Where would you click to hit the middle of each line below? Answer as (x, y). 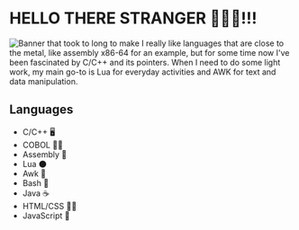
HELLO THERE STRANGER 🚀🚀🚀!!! (133, 18)
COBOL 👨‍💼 (42, 145)
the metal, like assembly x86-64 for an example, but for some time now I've (149, 52)
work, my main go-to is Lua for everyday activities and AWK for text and (143, 72)
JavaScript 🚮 (46, 216)
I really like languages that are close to (213, 43)
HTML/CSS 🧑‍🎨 (50, 206)
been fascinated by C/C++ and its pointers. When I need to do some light (145, 62)
